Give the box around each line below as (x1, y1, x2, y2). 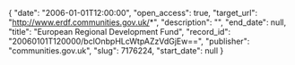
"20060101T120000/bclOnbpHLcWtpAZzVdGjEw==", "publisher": (8, 36, 250, 46)
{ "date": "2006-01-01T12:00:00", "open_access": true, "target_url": (8, 8, 258, 18)
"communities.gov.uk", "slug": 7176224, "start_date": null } (8, 45, 224, 56)
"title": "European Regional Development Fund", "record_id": (8, 27, 230, 37)
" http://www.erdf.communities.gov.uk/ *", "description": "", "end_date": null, (8, 17, 287, 28)
